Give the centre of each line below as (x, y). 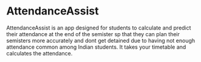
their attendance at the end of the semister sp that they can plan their (93, 34)
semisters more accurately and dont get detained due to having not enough (101, 40)
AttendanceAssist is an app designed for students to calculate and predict (99, 28)
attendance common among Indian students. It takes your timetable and (96, 47)
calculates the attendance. (39, 53)
